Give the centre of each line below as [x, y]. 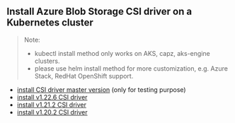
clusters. [47, 61]
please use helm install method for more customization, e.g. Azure [131, 68]
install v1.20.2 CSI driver [52, 112]
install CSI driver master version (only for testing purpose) [101, 89]
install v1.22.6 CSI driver [52, 97]
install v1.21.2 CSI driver [51, 105]
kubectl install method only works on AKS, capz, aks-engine [122, 53]
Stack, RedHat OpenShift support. [84, 76]
